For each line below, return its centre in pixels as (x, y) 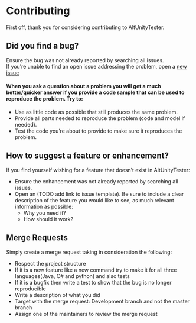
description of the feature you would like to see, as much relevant (94, 200)
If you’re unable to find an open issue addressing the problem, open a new (97, 66)
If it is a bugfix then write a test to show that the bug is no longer (93, 282)
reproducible (30, 289)
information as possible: (44, 206)
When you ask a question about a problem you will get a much (84, 86)
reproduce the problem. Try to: (45, 99)
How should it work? (48, 219)
